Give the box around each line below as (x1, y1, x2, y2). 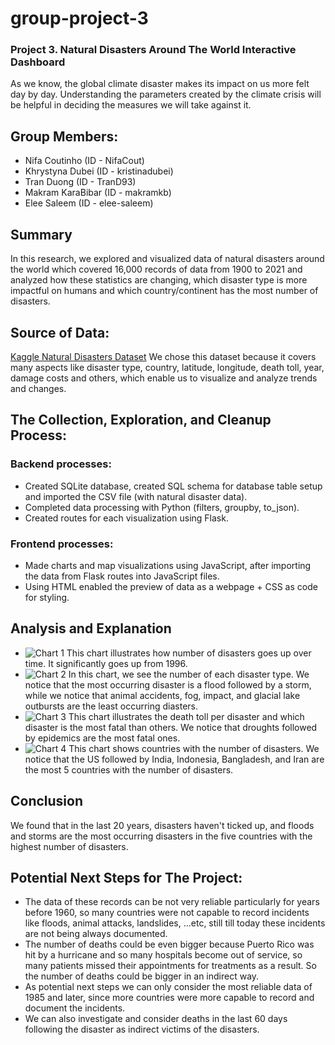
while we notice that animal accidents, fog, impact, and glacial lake (24, 689, 301, 701)
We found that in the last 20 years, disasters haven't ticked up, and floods (10, 819, 315, 831)
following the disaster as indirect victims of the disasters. (24, 1023, 260, 1036)
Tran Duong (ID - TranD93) (24, 176, 137, 188)
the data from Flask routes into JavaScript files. (24, 570, 220, 582)
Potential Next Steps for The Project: (10, 869, 243, 886)
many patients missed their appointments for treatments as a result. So (24, 960, 317, 972)
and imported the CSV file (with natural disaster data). (24, 490, 248, 502)
